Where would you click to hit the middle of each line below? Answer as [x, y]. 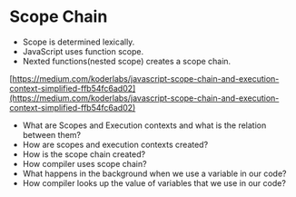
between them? [52, 134]
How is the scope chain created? [84, 154]
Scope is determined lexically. [79, 42]
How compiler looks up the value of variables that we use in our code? [154, 182]
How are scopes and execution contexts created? [115, 144]
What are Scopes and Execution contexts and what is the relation [144, 125]
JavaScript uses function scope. [83, 51]
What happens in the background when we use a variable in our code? [154, 173]
